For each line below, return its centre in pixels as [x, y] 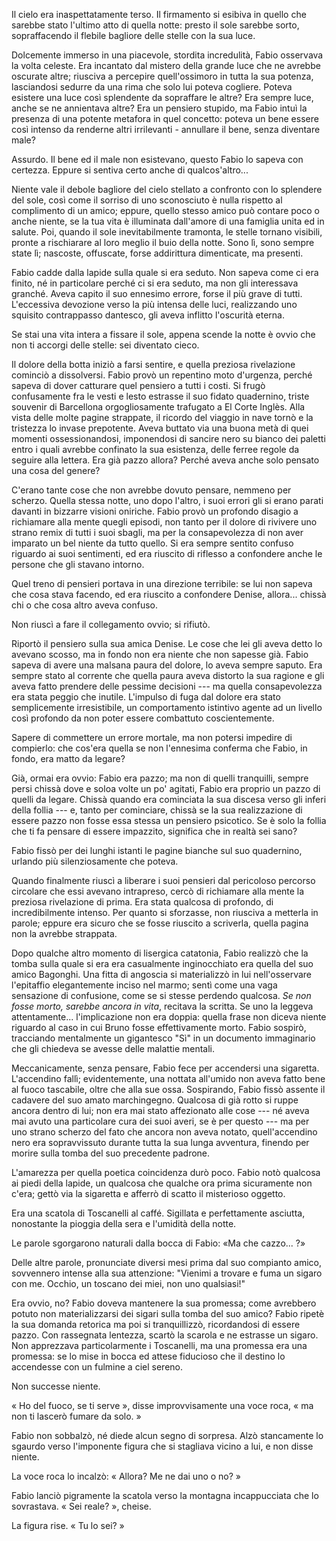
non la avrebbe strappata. [64, 933]
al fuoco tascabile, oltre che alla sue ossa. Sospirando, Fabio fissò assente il [168, 1089]
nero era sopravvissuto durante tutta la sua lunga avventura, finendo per [160, 1142]
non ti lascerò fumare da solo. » [76, 1416]
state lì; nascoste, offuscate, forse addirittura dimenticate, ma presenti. [157, 253]
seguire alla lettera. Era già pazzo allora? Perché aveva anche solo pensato [165, 460]
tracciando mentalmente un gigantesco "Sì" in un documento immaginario [163, 1038]
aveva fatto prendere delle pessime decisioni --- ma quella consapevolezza [167, 686]
